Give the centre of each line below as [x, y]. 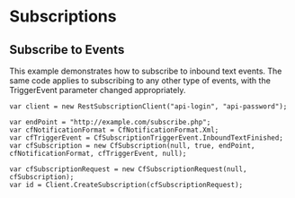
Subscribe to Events [67, 50]
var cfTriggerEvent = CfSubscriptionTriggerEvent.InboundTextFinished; [146, 138]
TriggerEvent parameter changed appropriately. [98, 90]
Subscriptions [63, 17]
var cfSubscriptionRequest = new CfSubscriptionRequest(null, [128, 169]
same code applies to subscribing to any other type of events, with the [140, 81]
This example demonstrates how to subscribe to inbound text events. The [146, 71]
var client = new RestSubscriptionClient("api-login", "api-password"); [148, 107]
